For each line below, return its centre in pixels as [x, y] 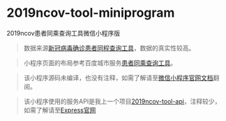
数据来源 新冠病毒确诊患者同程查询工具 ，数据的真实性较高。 [109, 48]
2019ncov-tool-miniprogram [91, 13]
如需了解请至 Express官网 [60, 110]
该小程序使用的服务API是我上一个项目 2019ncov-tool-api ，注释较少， [122, 101]
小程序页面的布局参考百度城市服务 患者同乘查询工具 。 [100, 63]
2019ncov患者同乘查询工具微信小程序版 [63, 33]
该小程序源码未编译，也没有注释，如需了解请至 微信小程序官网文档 [118, 78]
